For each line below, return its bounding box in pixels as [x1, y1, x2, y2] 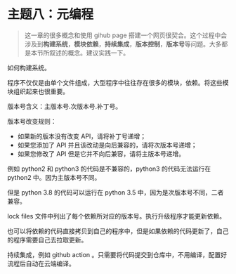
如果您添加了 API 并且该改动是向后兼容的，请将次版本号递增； [17, 141, 198, 149]
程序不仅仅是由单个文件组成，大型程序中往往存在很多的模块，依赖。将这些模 [7, 78, 229, 86]
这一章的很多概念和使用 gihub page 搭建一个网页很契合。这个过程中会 [24, 31, 228, 39]
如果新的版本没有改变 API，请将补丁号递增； [17, 131, 147, 141]
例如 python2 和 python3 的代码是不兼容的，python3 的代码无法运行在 [7, 164, 211, 173]
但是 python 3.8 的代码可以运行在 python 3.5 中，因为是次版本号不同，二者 [7, 188, 224, 197]
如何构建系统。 [7, 63, 51, 72]
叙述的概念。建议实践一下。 [48, 48, 130, 57]
